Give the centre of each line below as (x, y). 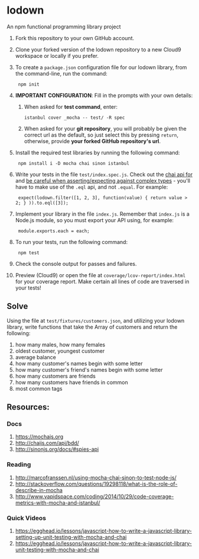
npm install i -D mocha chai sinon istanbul (74, 163)
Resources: (28, 407)
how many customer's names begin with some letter (79, 363)
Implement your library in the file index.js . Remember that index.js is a (102, 214)
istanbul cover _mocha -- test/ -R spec (74, 118)
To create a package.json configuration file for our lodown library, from (101, 67)
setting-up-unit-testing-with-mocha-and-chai (71, 537)
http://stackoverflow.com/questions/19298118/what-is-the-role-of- (96, 484)
